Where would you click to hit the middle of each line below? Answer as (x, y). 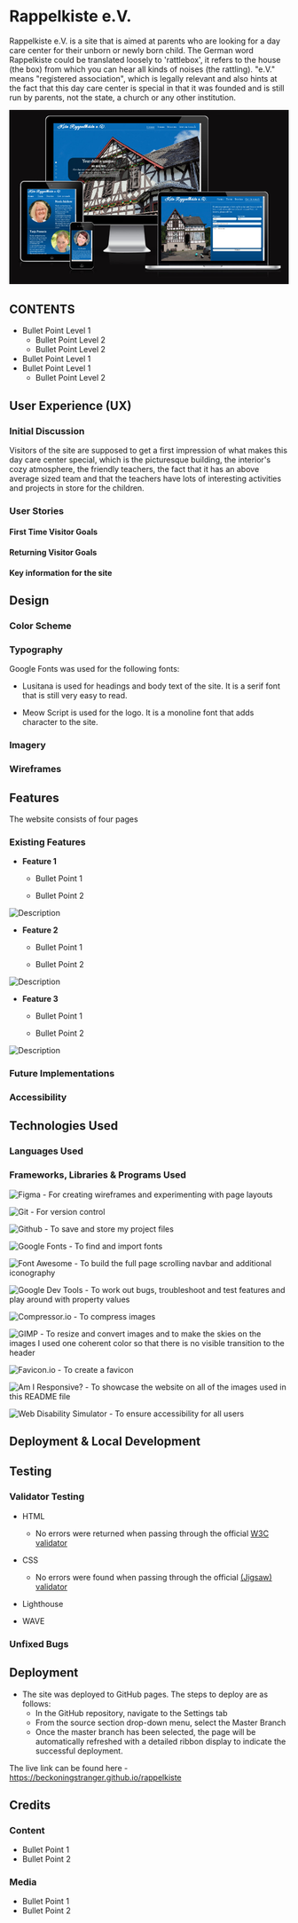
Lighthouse (43, 1604)
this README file (40, 1396)
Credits (30, 1805)
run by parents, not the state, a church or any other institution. (123, 97)
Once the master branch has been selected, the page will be (145, 1731)
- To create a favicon (95, 1369)
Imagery (27, 745)
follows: (36, 1703)
